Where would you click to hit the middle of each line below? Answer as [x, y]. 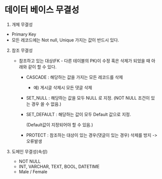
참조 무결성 [22, 50]
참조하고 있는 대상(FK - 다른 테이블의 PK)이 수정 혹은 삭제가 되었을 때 [84, 60]
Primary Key [24, 34]
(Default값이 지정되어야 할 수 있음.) [60, 124]
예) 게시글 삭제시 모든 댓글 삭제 [63, 87]
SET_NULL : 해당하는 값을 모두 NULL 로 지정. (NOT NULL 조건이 [88, 98]
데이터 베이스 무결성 [42, 10]
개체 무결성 [22, 24]
